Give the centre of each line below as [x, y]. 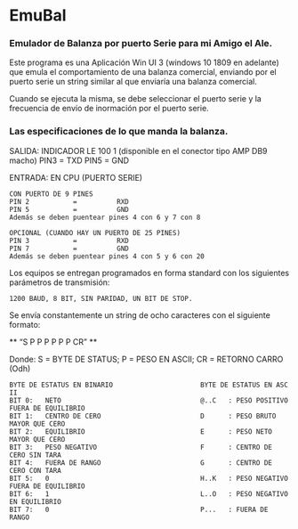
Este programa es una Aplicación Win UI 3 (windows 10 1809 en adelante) [145, 62]
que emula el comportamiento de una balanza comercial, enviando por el [143, 72]
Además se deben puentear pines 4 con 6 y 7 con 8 [105, 217]
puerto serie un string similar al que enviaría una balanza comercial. [133, 82]
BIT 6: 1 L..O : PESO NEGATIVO [149, 494]
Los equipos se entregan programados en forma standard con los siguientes [149, 273]
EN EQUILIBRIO [36, 501]
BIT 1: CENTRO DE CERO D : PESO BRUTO [143, 416]
